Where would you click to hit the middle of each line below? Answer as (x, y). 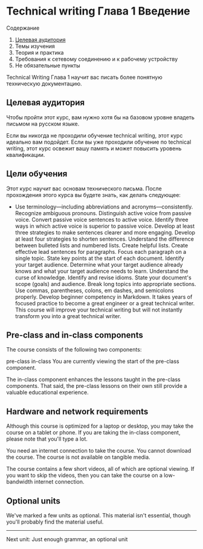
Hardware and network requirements (77, 411)
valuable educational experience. (47, 393)
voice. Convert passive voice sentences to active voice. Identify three (101, 219)
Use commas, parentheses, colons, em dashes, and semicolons (94, 290)
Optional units (33, 501)
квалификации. (26, 155)
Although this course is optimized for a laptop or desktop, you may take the (100, 426)
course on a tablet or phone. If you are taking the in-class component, (93, 433)
